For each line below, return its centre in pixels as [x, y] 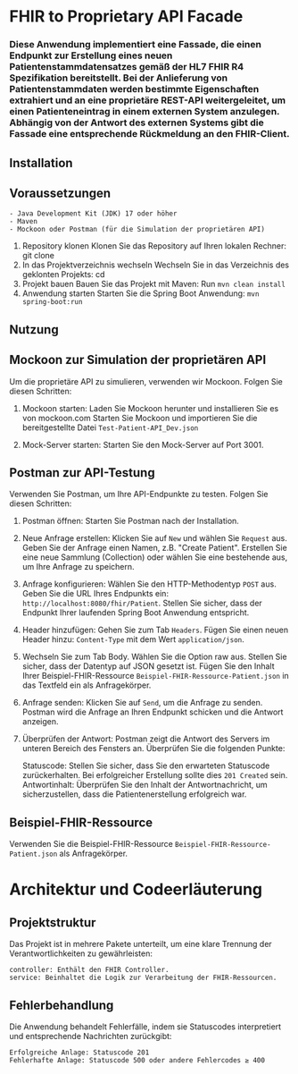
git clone [38, 256]
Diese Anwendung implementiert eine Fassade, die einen [135, 45]
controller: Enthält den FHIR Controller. [89, 970]
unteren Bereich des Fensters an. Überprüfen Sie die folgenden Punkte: [153, 748]
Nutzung [34, 330]
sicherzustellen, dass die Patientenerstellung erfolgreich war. [134, 794]
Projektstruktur [53, 922]
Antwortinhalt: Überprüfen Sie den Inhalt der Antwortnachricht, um [145, 785]
